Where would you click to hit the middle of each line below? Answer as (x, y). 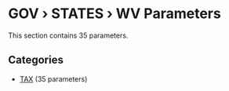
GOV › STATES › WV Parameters (114, 14)
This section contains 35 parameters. (68, 35)
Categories (36, 60)
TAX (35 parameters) (53, 78)
